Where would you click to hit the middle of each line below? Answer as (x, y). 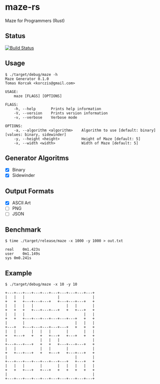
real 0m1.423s (23, 250)
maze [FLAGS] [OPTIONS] (38, 96)
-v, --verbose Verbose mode (46, 117)
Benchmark (23, 229)
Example (19, 273)
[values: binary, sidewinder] (36, 134)
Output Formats (30, 191)
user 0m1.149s (23, 254)
